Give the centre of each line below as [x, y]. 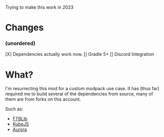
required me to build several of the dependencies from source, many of [79, 94]
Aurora [20, 129]
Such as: [14, 109]
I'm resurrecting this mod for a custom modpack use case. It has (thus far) [82, 89]
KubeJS [21, 124]
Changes [24, 28]
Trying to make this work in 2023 [39, 7]
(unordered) [20, 43]
